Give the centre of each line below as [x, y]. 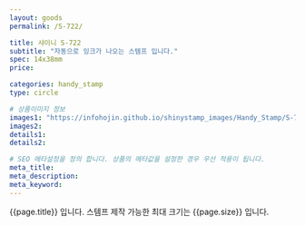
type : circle [34, 93]
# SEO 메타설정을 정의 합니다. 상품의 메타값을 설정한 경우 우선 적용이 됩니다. [137, 160]
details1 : [28, 134]
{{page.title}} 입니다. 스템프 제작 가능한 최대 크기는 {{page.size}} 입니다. [139, 211]
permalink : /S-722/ [46, 26]
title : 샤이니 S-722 [45, 43]
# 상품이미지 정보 [38, 109]
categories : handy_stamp [56, 84]
